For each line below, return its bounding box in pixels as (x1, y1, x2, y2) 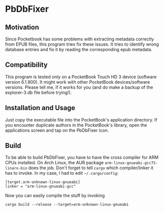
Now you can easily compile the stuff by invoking (5, 193, 105, 199)
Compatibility (5, 61, 48, 69)
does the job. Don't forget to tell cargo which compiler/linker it (28, 165, 154, 171)
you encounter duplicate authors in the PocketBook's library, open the (5, 122, 147, 128)
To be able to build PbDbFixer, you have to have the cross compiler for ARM (5, 154, 159, 160)
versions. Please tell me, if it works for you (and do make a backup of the (5, 84, 154, 90)
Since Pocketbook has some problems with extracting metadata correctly (5, 36, 154, 42)
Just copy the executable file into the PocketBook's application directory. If (5, 117, 158, 122)
